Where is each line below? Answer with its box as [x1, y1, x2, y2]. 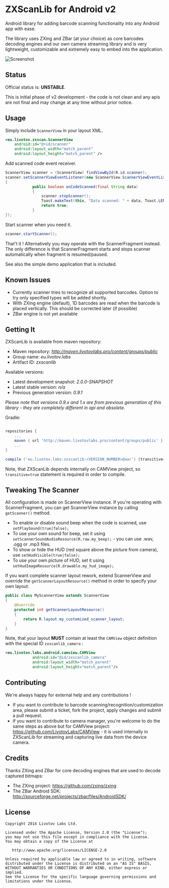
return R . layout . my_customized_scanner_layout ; [23, 616, 125, 621]
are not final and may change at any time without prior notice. [5, 99, 133, 105]
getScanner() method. [5, 510, 51, 516]
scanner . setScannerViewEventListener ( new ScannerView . [5, 174, 123, 180]
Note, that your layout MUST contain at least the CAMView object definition [5, 635, 157, 641]
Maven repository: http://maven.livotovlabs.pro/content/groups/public [12, 348, 158, 354]
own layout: [5, 583, 29, 590]
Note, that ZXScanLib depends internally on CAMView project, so [5, 466, 141, 472]
